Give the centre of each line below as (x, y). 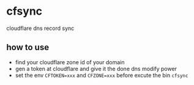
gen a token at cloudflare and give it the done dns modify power (96, 68)
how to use (28, 47)
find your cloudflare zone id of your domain (70, 62)
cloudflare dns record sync (40, 28)
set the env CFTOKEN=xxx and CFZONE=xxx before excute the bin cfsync (102, 75)
